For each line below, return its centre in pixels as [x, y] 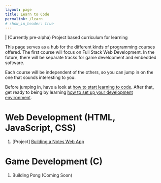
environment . [18, 98]
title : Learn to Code [27, 14]
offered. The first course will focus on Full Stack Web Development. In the [80, 52]
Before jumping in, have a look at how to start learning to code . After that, [80, 87]
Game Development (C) [54, 162]
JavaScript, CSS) [41, 128]
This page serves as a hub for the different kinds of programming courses [80, 47]
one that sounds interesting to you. [40, 77]
